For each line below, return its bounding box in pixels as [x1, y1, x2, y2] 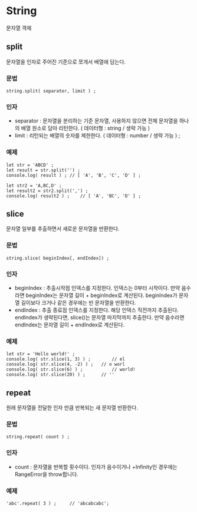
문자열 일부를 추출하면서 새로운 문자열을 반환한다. [6, 225, 120, 232]
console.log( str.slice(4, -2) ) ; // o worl [6, 361, 126, 368]
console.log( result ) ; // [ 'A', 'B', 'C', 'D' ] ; [6, 172, 142, 178]
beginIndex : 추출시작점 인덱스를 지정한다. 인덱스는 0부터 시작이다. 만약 [14, 285, 180, 292]
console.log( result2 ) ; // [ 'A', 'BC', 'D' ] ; [6, 193, 142, 199]
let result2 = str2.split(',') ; [6, 187, 88, 194]
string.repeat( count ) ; [6, 434, 70, 440]
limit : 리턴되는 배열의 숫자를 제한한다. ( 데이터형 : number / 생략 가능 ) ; [14, 132, 180, 139]
